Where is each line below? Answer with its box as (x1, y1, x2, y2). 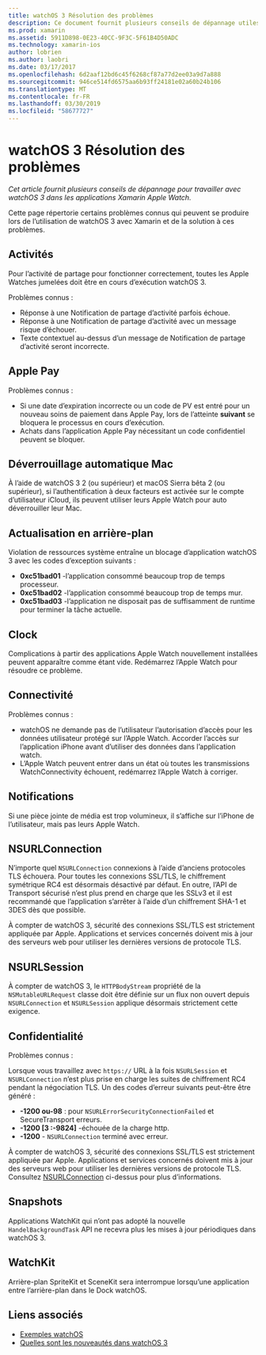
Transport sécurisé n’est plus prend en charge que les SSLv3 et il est (8, 888, 233, 898)
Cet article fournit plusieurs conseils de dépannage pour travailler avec (8, 184, 241, 194)
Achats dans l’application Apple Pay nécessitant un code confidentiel (19, 426, 245, 435)
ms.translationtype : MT (8, 85, 87, 93)
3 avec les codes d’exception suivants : (8, 556, 136, 566)
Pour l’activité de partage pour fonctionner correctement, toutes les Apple (8, 268, 249, 278)
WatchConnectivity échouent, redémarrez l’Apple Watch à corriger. (19, 767, 238, 776)
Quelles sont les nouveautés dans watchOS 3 (19, 1338, 168, 1347)
